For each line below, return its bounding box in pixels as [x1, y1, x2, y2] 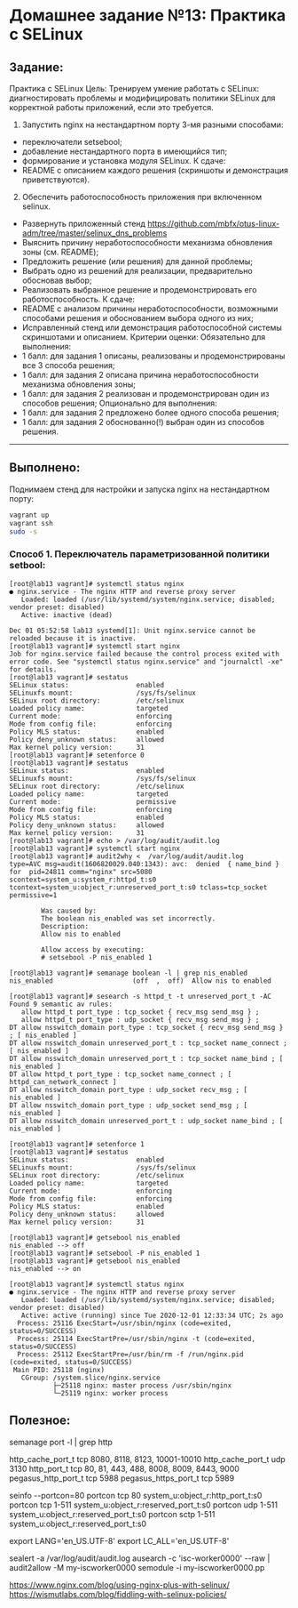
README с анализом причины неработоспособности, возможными [21, 303, 278, 314]
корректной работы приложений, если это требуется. [9, 102, 215, 112]
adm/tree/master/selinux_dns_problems [21, 228, 168, 238]
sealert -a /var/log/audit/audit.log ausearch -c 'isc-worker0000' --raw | [9, 1553, 271, 1564]
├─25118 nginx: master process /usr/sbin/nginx [52, 1380, 232, 1390]
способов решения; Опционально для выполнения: [21, 398, 217, 408]
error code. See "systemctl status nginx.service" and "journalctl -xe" [9, 657, 284, 666]
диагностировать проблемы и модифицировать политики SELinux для [9, 92, 276, 103]
